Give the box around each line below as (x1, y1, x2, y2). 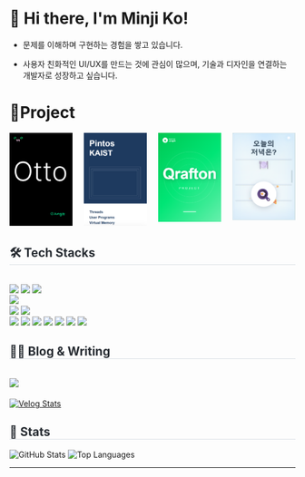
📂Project (9, 102, 75, 123)
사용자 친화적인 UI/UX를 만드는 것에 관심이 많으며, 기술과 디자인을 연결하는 (22, 58, 288, 69)
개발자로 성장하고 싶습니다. (22, 70, 118, 81)
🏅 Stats (9, 424, 51, 440)
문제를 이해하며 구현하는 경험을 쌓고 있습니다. (22, 39, 183, 50)
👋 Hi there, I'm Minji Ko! (9, 8, 189, 29)
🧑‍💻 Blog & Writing (9, 344, 111, 359)
